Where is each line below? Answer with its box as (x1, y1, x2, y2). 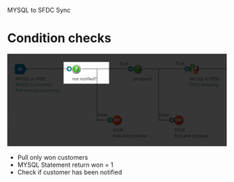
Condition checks (7, 31, 111, 46)
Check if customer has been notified (17, 168, 123, 176)
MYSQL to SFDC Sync (7, 6, 71, 14)
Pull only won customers (17, 153, 88, 162)
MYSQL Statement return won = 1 (17, 160, 114, 169)
